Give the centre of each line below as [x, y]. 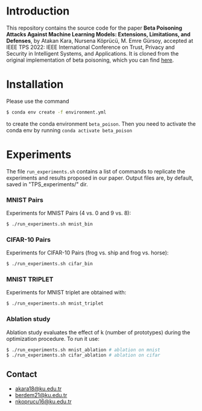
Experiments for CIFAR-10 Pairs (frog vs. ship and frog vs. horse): [87, 253]
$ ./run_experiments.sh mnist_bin [50, 224]
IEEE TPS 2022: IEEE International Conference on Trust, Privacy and [90, 47]
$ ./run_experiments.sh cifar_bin [50, 264]
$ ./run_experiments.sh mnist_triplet [55, 303]
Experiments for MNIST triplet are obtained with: [66, 293]
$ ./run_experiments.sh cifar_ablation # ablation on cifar [84, 355]
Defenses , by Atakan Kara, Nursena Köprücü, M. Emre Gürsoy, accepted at [100, 40]
